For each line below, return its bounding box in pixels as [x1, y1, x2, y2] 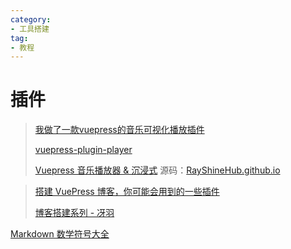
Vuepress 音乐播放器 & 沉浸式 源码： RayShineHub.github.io [34, 164, 281, 176]
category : [10, 14, 52, 25]
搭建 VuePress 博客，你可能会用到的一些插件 [34, 186, 220, 198]
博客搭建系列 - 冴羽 [34, 207, 115, 219]
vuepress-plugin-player [34, 144, 133, 156]
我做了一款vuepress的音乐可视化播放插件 [34, 124, 205, 136]
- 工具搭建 [10, 24, 50, 34]
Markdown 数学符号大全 [10, 228, 110, 240]
